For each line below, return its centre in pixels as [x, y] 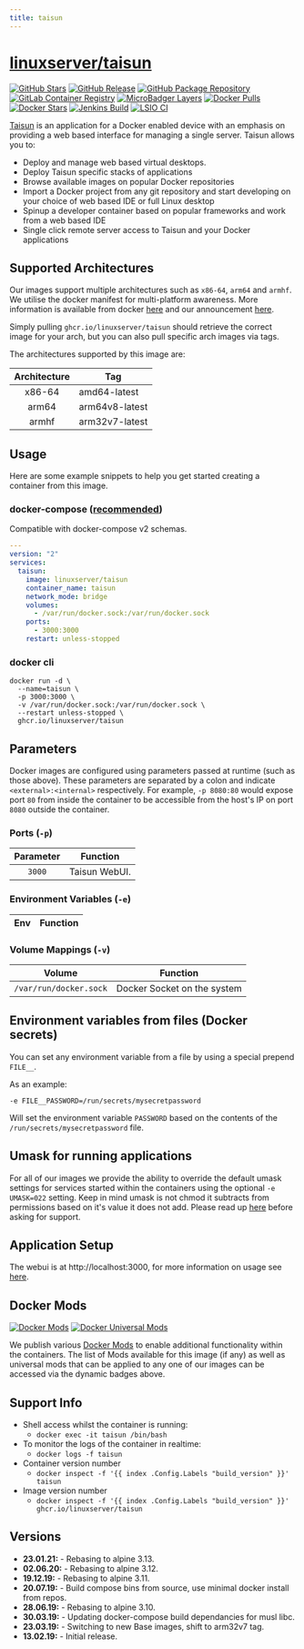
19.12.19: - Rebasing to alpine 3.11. [86, 1578]
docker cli [32, 662]
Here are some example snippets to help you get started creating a [135, 476]
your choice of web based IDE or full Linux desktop [119, 200]
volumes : [42, 605]
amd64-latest [109, 392]
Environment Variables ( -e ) [71, 900]
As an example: [38, 1084]
